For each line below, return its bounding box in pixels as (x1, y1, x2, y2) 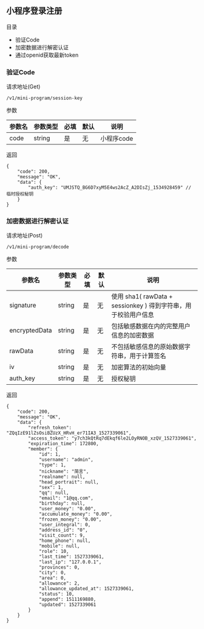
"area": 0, (38, 575, 67, 582)
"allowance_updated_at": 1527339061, (38, 586, 135, 592)
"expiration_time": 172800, (28, 441, 99, 447)
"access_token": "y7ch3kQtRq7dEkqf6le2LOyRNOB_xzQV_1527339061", (28, 435, 197, 441)
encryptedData (9, 326, 53, 335)
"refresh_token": (28, 425, 72, 431)
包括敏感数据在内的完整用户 (111, 322, 191, 331)
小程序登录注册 (6, 5, 63, 16)
